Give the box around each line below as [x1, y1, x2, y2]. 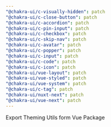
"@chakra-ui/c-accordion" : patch [5, 20, 89, 26]
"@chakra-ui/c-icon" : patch [5, 64, 76, 70]
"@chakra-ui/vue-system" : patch [5, 81, 86, 87]
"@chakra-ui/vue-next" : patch [5, 97, 82, 103]
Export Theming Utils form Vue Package [5, 114, 106, 121]
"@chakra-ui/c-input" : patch [5, 53, 79, 59]
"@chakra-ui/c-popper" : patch [5, 48, 82, 54]
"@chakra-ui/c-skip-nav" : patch [5, 36, 86, 42]
